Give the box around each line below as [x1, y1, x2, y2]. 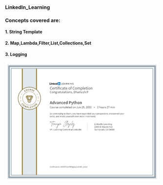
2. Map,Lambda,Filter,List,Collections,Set [5, 40, 92, 46]
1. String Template [5, 29, 42, 35]
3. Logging [5, 51, 27, 57]
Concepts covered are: [5, 17, 61, 23]
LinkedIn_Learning [5, 4, 50, 11]
